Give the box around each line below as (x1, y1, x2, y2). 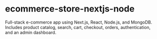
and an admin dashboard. (5, 29, 57, 35)
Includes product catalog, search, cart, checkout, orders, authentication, (5, 24, 151, 30)
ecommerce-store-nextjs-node (5, 3, 135, 14)
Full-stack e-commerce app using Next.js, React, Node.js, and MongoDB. (5, 19, 153, 25)
